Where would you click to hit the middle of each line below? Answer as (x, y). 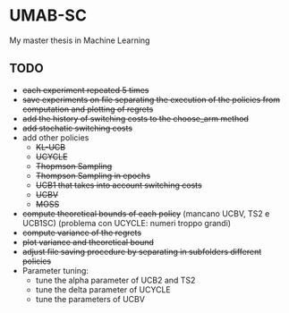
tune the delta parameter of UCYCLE (103, 289)
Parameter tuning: (55, 270)
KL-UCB (50, 147)
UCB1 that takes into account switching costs (119, 185)
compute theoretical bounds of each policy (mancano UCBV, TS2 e (146, 213)
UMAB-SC (48, 16)
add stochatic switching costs (77, 128)
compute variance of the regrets (81, 233)
